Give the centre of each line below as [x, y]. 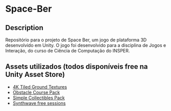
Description [24, 28]
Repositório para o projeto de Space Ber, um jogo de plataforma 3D [76, 40]
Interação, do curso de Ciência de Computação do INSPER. [68, 51]
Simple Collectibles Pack [39, 98]
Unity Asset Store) [35, 75]
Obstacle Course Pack [36, 92]
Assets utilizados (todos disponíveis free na [77, 67]
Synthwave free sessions [39, 103]
